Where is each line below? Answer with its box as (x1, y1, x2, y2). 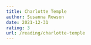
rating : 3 (6, 25, 31, 31)
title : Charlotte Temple (6, 8, 67, 15)
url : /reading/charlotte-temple (6, 30, 85, 36)
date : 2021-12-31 (6, 19, 49, 25)
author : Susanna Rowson (6, 14, 65, 20)
